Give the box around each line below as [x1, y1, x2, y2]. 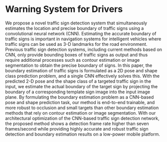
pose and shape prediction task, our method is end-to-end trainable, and [5, 99, 155, 105]
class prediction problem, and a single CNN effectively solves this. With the [5, 73, 160, 79]
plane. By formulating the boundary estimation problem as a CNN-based [5, 94, 154, 100]
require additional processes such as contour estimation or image [5, 57, 140, 63]
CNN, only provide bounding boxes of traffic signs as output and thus [5, 51, 148, 58]
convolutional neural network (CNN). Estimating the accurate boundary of [5, 30, 157, 36]
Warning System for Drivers [5, 3, 123, 15]
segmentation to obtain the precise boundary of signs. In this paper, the [5, 62, 153, 68]
